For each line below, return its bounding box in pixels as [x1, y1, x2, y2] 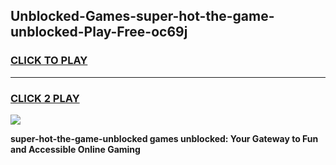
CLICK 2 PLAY [10, 91, 80, 105]
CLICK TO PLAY [10, 54, 88, 68]
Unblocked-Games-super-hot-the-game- [10, 8, 275, 25]
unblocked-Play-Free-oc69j [10, 24, 188, 41]
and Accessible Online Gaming [10, 143, 141, 155]
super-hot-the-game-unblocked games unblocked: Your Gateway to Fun [10, 132, 319, 144]
